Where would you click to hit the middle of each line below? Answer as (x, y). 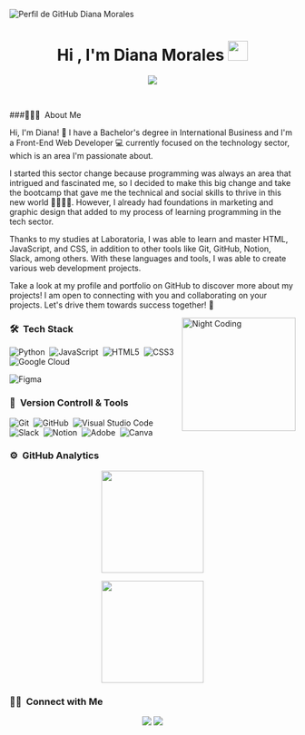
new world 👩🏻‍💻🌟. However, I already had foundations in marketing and (142, 202)
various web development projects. (75, 268)
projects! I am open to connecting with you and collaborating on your (138, 295)
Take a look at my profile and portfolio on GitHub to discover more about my (151, 285)
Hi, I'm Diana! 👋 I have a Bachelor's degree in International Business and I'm (151, 132)
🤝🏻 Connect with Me (56, 701)
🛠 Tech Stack (42, 328)
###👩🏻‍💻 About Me (45, 114)
